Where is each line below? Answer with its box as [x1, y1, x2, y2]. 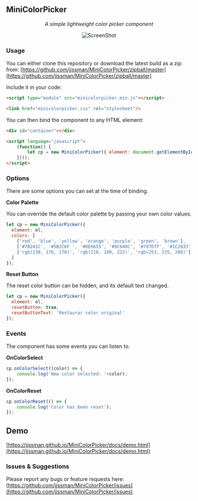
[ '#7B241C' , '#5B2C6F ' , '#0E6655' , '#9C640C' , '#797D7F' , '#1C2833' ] [16, 244, 194, 250]
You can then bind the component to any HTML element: [6, 116, 144, 123]
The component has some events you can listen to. [6, 343, 130, 350]
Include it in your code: [6, 84, 62, 91]
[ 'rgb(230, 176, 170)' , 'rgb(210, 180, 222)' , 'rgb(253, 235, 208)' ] [16, 249, 192, 255]
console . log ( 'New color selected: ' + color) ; [16, 371, 128, 377]
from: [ [6, 66, 22, 73]
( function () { [16, 144, 51, 150]
